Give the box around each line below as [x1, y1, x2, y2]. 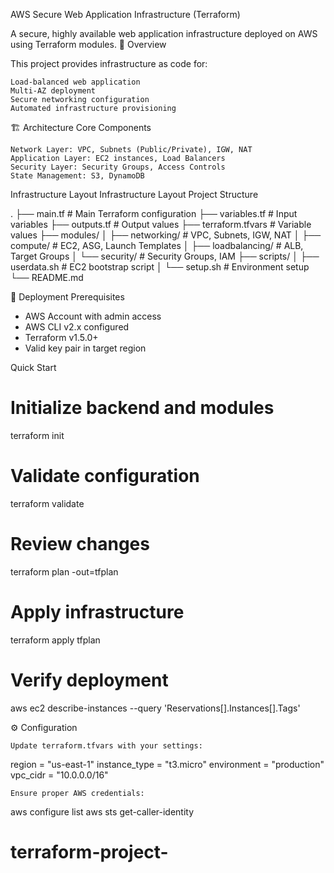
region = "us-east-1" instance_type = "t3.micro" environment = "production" [10, 758, 325, 770]
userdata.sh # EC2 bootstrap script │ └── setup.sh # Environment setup [10, 261, 310, 273]
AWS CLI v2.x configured [24, 321, 130, 333]
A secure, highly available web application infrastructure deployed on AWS [10, 28, 318, 39]
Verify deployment [10, 669, 169, 691]
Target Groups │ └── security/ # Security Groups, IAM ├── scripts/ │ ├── [10, 250, 320, 262]
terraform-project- [10, 840, 169, 863]
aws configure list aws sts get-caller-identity [10, 805, 195, 818]
